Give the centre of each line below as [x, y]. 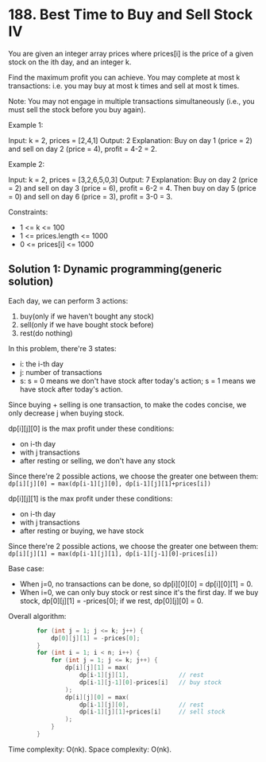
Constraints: [28, 211]
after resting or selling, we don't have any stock [98, 460]
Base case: [27, 568]
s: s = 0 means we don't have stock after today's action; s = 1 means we [138, 381]
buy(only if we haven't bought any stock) [87, 316]
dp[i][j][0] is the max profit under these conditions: [91, 428]
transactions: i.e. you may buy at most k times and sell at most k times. [124, 86]
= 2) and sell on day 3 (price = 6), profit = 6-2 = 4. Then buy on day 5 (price [132, 188]
